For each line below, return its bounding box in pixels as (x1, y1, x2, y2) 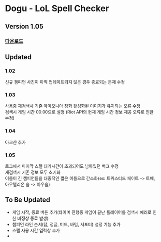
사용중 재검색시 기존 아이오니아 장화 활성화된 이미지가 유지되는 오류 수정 (5, 103, 141, 109)
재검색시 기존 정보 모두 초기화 (5, 169, 61, 175)
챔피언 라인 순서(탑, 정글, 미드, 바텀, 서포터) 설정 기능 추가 (12, 221, 121, 227)
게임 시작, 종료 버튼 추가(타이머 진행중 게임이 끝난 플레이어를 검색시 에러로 (12, 209, 152, 215)
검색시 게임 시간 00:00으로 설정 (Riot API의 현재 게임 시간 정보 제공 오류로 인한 (5, 109, 154, 115)
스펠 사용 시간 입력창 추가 (12, 227, 60, 233)
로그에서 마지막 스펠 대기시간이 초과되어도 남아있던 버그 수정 (5, 163, 119, 169)
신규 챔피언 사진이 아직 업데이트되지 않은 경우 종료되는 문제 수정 (5, 79, 125, 85)
